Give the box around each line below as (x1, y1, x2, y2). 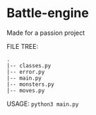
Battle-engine (6, 5, 89, 21)
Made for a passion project (6, 28, 85, 37)
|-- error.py (6, 68, 45, 75)
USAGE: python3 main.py (6, 99, 79, 108)
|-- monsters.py (6, 80, 54, 88)
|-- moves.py (6, 87, 45, 94)
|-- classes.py (6, 62, 52, 69)
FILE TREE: (6, 42, 39, 50)
